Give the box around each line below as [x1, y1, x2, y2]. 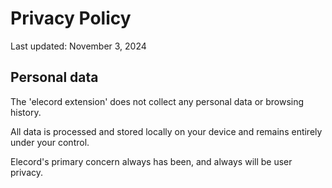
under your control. [10, 136, 90, 148]
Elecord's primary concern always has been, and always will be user [10, 155, 293, 167]
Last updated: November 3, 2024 [10, 40, 147, 52]
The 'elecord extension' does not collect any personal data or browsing [10, 95, 305, 107]
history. [10, 106, 42, 118]
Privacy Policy [10, 7, 132, 30]
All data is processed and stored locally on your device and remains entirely [10, 125, 323, 137]
